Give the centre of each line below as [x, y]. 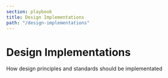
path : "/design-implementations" [48, 23]
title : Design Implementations [45, 17]
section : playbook [29, 12]
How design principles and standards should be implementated [84, 68]
